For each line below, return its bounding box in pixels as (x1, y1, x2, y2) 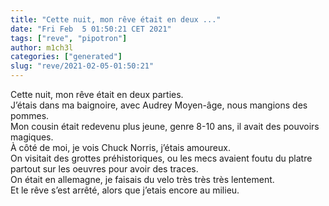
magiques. (10, 131, 54, 143)
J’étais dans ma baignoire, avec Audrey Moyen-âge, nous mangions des (10, 99, 308, 111)
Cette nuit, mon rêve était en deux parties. (10, 89, 184, 100)
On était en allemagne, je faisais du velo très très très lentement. (10, 174, 275, 185)
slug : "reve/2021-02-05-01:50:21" (10, 61, 155, 71)
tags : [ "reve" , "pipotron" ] (10, 33, 128, 43)
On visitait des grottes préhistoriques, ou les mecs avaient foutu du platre (10, 152, 313, 164)
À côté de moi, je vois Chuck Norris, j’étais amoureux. (10, 142, 231, 153)
